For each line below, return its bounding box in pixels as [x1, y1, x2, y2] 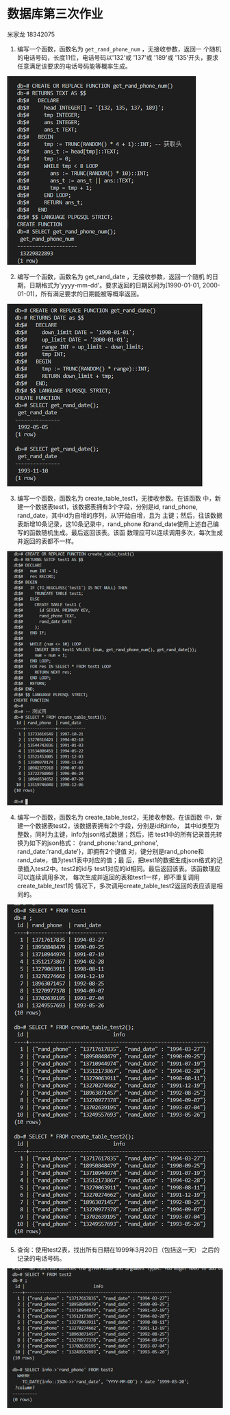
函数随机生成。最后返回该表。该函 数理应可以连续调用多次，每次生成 [29, 528, 223, 536]
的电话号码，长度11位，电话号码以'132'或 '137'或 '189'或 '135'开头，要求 [16, 53, 219, 62]
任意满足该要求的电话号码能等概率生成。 [16, 62, 131, 70]
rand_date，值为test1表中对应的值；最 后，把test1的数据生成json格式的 [16, 855, 217, 864]
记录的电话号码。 [16, 1254, 66, 1262]
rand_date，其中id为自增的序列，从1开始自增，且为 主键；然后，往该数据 [16, 511, 222, 519]
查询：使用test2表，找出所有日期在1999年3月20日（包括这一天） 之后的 [16, 1246, 220, 1254]
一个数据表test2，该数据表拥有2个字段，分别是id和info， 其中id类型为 [23, 821, 220, 830]
